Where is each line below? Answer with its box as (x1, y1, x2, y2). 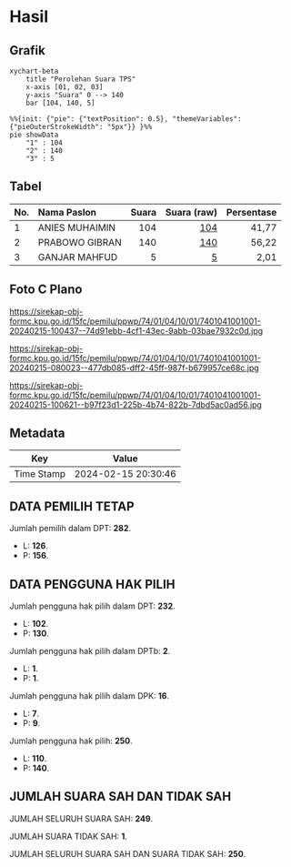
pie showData (9, 130, 59, 139)
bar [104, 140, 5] (25, 98, 95, 107)
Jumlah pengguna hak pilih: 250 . (9, 735, 134, 747)
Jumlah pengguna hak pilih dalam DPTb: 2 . (9, 646, 171, 657)
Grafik (9, 43, 45, 58)
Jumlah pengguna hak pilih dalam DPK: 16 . (9, 691, 170, 701)
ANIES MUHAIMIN (37, 221, 116, 234)
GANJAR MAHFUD (37, 250, 118, 263)
